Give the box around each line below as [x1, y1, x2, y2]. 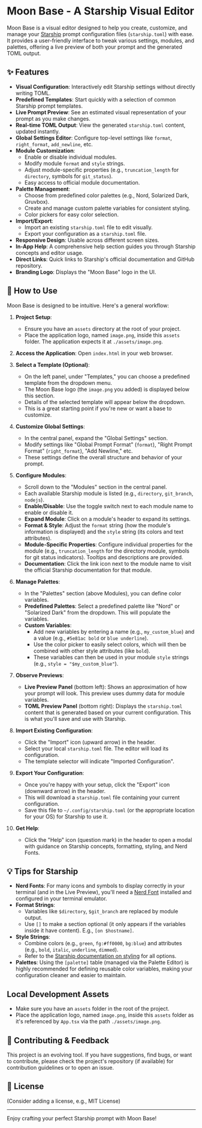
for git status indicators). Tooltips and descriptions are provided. [24, 553, 183, 560]
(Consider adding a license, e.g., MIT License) [7, 1097, 120, 1105]
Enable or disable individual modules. [24, 153, 117, 161]
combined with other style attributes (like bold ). [33, 647, 150, 654]
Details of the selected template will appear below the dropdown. [24, 398, 186, 405]
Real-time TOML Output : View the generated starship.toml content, [15, 121, 186, 129]
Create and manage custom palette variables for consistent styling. [24, 204, 191, 212]
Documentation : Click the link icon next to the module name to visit [24, 560, 192, 567]
